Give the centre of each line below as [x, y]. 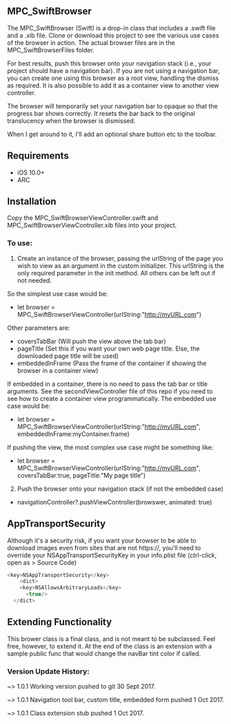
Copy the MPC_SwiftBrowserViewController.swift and [83, 218]
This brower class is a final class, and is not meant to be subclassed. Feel [111, 638]
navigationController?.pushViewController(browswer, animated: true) [114, 502]
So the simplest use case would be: [58, 293]
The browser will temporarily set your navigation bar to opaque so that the [113, 106]
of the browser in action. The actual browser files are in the [91, 42]
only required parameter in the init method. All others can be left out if [116, 273]
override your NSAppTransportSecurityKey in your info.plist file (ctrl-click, [112, 555]
